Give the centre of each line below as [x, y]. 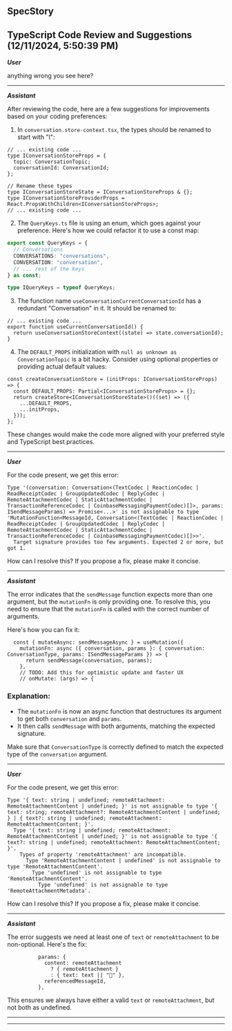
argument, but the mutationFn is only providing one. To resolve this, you [109, 602]
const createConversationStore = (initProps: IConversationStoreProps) [112, 380]
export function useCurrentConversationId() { [75, 327]
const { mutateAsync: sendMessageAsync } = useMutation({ [99, 642]
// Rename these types [40, 186]
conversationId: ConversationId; [61, 168]
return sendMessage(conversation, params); [89, 661]
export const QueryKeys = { [48, 243]
